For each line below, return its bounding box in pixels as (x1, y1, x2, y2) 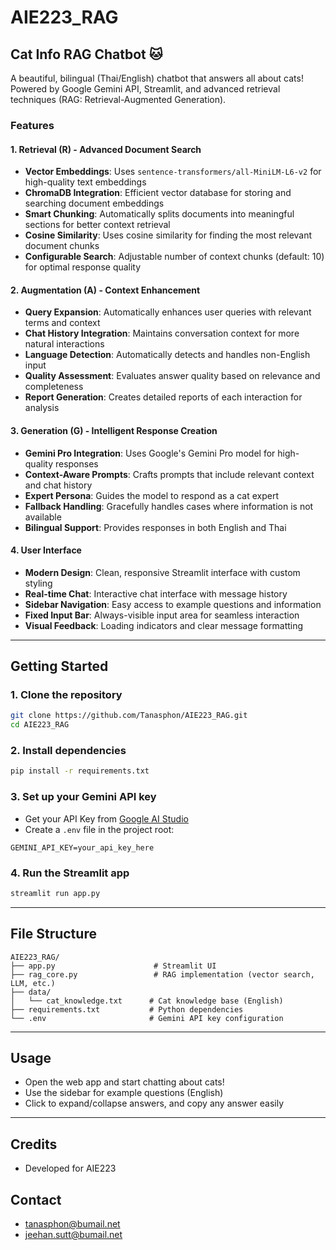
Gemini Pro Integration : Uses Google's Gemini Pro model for (24, 447, 276, 459)
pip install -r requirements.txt (10, 766, 150, 776)
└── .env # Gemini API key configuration (10, 1013, 284, 1023)
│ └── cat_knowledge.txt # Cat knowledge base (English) (10, 996, 284, 1006)
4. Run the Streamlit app (10, 866, 130, 880)
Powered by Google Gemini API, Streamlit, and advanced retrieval (10, 83, 281, 95)
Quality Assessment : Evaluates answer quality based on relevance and (24, 370, 321, 382)
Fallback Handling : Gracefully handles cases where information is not (24, 500, 314, 512)
